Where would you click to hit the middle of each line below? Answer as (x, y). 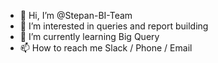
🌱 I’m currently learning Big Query (89, 36)
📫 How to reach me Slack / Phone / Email (106, 48)
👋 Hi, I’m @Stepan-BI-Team (76, 15)
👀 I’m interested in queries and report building (114, 26)
